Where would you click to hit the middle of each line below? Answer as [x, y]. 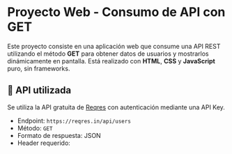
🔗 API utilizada [39, 90]
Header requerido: [44, 143]
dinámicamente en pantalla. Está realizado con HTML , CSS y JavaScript [111, 61]
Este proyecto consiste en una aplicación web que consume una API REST [114, 46]
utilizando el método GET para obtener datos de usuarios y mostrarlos [108, 54]
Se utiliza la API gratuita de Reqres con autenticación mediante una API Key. [116, 107]
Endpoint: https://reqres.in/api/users [74, 121]
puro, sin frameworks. [39, 68]
